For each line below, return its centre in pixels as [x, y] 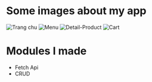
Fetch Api [27, 67]
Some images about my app [76, 11]
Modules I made [46, 51]
